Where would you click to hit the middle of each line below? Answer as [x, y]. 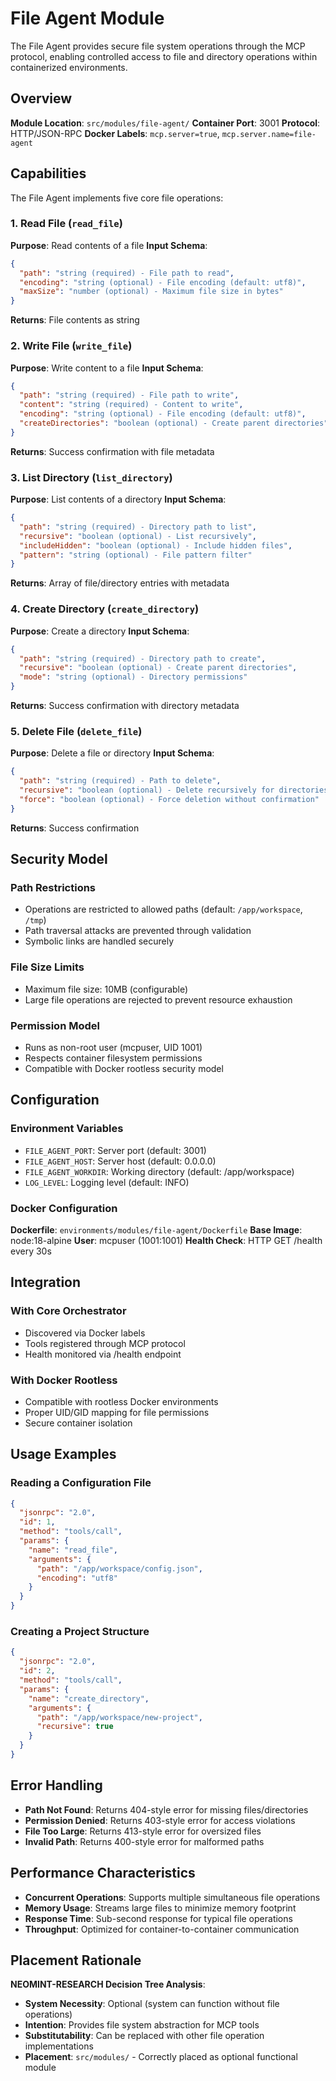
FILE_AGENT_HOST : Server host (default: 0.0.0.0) [120, 1161]
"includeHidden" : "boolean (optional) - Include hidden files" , [156, 545]
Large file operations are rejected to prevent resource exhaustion [158, 999]
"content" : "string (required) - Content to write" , [131, 405]
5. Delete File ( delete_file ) [76, 731]
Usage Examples [63, 1454]
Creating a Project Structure [80, 1632]
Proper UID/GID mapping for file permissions [117, 1412]
